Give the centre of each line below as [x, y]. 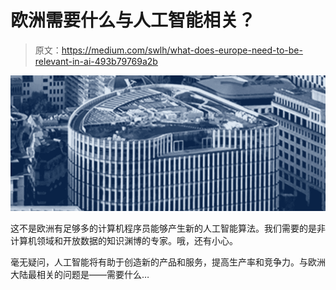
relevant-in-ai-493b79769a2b [96, 61]
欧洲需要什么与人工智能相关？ [133, 20]
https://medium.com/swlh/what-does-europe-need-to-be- [182, 50]
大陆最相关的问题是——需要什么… [80, 275]
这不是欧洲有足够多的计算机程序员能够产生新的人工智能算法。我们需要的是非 [168, 228]
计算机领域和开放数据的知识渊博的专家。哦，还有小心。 [124, 241]
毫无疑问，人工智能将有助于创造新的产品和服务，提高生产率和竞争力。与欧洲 [168, 262]
